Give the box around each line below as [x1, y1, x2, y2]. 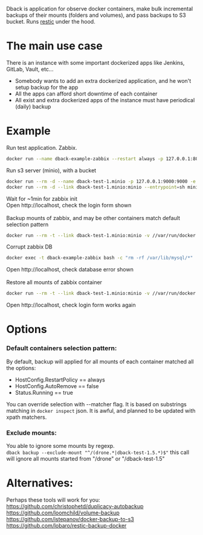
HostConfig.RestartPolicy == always [14, 376, 106, 383]
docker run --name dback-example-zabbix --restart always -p [6, 155, 164, 162]
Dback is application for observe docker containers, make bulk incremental [6, 5, 193, 12]
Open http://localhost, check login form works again [6, 302, 136, 309]
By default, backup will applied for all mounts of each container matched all [6, 358, 195, 365]
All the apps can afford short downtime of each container [14, 90, 158, 97]
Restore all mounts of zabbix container [6, 279, 103, 286]
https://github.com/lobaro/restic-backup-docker [6, 522, 127, 529]
